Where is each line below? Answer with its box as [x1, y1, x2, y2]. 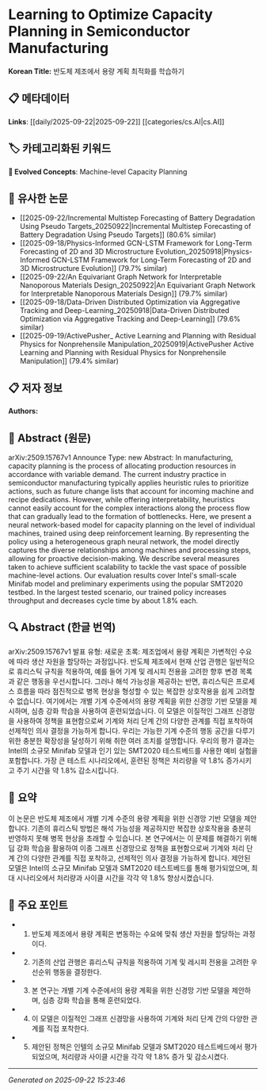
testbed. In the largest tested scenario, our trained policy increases [8, 588, 227, 597]
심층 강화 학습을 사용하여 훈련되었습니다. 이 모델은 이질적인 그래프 [31, 706, 234, 715]
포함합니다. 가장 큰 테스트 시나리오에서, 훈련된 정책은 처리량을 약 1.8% [8, 755, 224, 765]
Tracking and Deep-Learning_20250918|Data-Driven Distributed [19, 306, 230, 315]
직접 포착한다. [46, 1024, 89, 1033]
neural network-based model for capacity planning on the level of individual [8, 521, 256, 529]
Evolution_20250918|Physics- [155, 247, 253, 257]
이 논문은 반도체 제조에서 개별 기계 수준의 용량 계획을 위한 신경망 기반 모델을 [8, 814, 243, 823]
